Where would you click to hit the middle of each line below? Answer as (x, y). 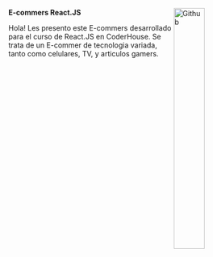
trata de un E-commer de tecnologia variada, (83, 45)
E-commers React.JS (45, 12)
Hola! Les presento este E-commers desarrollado (90, 28)
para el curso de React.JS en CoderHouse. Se (85, 37)
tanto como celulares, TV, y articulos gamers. (84, 54)
